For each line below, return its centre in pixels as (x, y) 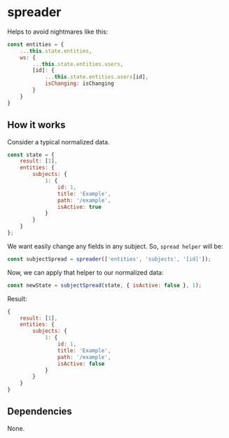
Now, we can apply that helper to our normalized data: (85, 272)
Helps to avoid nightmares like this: (58, 32)
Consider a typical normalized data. (58, 142)
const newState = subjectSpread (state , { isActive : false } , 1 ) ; (105, 285)
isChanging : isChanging (79, 84)
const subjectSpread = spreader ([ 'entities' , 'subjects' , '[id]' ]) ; (109, 259)
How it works (36, 125)
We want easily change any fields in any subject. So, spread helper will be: (115, 246)
